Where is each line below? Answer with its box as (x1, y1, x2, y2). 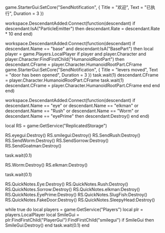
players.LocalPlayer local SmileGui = (5, 212, 80, 218)
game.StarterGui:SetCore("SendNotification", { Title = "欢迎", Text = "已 (5, 4, 151, 10)
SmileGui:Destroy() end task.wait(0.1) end (5, 222, 90, 228)
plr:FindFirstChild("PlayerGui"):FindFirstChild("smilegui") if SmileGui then (5, 217, 155, 223)
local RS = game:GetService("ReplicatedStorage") (5, 123, 108, 129)
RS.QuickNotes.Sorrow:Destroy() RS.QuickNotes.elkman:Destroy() (5, 186, 140, 192)
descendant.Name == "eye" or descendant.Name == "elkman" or (5, 103, 139, 108)
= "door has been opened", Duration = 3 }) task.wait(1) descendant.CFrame (5, 72, 159, 78)
